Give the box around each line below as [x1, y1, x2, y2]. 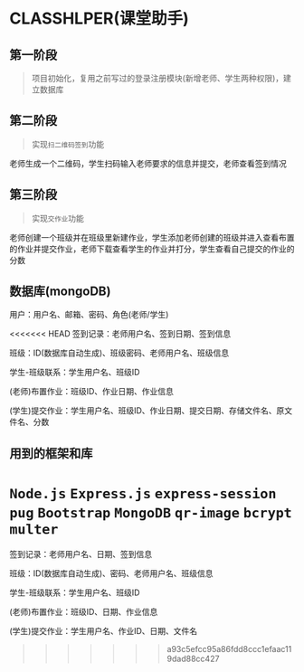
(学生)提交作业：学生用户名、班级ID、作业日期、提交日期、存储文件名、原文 [9, 405, 293, 416]
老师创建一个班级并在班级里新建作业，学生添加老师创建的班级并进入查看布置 [9, 232, 295, 242]
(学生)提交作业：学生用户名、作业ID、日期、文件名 [9, 625, 198, 636]
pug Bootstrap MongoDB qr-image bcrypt [9, 505, 292, 522]
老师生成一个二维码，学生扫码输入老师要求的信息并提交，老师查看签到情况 [9, 157, 287, 168]
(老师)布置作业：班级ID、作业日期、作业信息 [9, 386, 175, 397]
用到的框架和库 [9, 445, 93, 461]
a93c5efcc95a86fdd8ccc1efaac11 [166, 643, 292, 654]
